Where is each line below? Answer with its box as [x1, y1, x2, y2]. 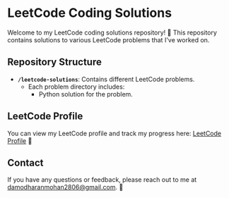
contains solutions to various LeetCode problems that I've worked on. [7, 35, 210, 44]
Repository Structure [7, 56, 102, 68]
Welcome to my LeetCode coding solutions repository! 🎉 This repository [7, 28, 218, 37]
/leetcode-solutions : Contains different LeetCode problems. [17, 75, 195, 83]
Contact [7, 156, 44, 168]
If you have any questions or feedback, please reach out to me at [7, 175, 197, 184]
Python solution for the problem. [38, 89, 133, 98]
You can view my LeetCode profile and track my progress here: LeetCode [7, 129, 221, 137]
